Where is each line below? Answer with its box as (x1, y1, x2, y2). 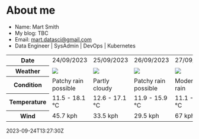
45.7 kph (52, 111, 78, 119)
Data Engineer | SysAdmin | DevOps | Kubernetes (14, 42, 136, 49)
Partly (92, 77, 110, 85)
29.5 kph (134, 111, 160, 119)
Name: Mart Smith (14, 23, 59, 30)
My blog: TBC (14, 29, 49, 36)
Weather (15, 67, 40, 75)
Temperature (9, 98, 47, 106)
